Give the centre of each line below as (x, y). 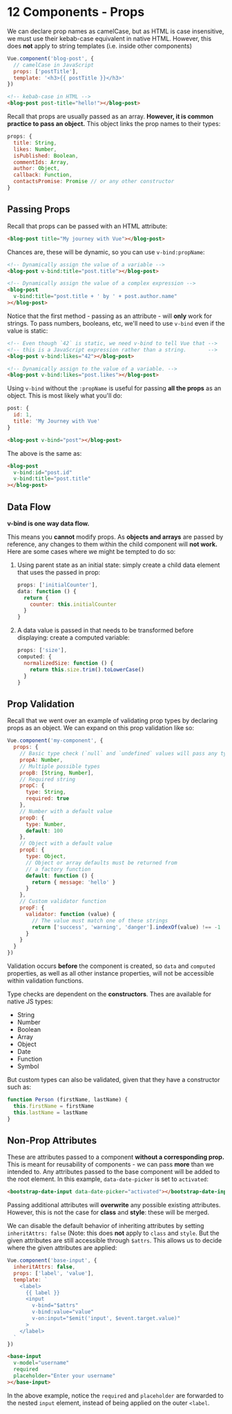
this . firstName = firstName (54, 1106)
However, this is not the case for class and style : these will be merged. (108, 1212)
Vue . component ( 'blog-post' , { (51, 58)
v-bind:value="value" (63, 1312)
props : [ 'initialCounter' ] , (57, 585)
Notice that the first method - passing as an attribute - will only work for (110, 316)
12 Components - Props (76, 12)
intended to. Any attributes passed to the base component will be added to (114, 1172)
